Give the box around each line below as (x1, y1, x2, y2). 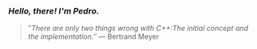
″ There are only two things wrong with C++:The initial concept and (27, 24, 249, 33)
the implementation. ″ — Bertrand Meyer (27, 32, 160, 41)
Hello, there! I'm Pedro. (8, 6, 100, 17)
